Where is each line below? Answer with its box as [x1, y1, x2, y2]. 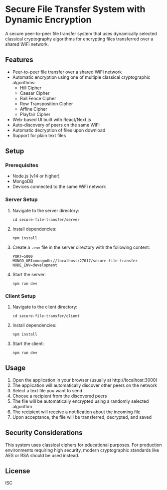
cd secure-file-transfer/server [12, 217, 80, 222]
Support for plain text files [12, 132, 66, 138]
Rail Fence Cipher [19, 95, 56, 101]
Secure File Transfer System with [5, 3, 146, 15]
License [5, 467, 30, 476]
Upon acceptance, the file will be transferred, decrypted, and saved [12, 414, 152, 420]
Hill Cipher [19, 85, 42, 91]
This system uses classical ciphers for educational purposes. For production [5, 442, 162, 448]
